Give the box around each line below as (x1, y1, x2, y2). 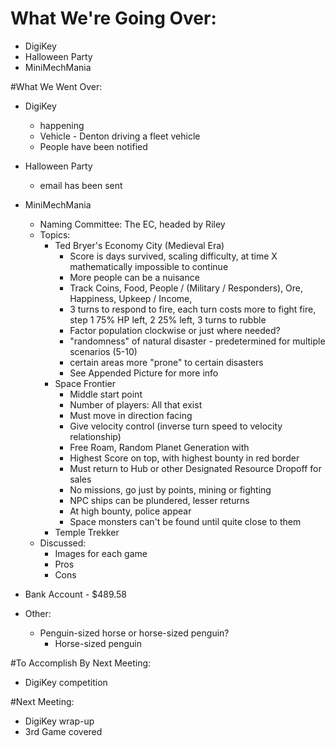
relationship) (69, 430, 122, 442)
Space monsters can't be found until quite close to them (69, 515, 302, 527)
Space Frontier (54, 377, 117, 389)
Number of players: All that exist (69, 398, 203, 411)
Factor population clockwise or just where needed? (69, 324, 281, 336)
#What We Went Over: (10, 80, 103, 92)
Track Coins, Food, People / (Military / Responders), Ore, (69, 282, 304, 294)
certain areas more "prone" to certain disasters (69, 356, 264, 368)
